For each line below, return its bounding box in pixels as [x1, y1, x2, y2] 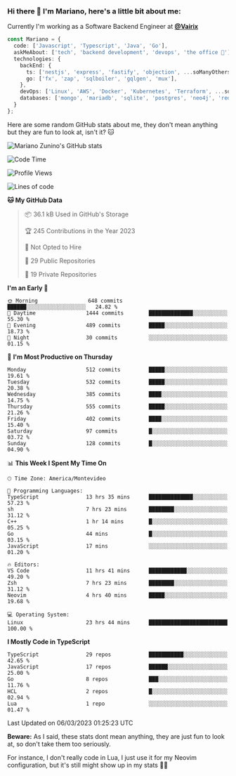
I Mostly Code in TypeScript [7, 637, 90, 645]
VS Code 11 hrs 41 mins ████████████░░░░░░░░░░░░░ [7, 567, 228, 574]
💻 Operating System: [7, 611, 70, 618]
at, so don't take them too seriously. [7, 739, 111, 748]
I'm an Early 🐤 [7, 284, 48, 292]
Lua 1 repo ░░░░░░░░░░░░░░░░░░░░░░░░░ [7, 700, 228, 707]
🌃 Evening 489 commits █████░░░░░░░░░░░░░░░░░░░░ [7, 322, 228, 329]
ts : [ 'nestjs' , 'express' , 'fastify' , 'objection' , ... [25, 68, 193, 76]
